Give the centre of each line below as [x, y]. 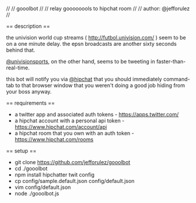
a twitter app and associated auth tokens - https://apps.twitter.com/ [97, 114]
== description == [28, 26]
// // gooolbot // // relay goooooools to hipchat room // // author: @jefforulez [98, 9]
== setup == [21, 151]
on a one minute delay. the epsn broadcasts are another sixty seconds [92, 44]
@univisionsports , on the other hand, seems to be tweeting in [81, 61]
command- [177, 79]
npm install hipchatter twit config [54, 175]
